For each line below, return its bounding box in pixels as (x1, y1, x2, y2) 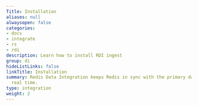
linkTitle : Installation (6, 69, 67, 75)
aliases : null (6, 14, 41, 20)
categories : (6, 25, 35, 31)
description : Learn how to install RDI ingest (6, 52, 123, 58)
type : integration (6, 85, 51, 91)
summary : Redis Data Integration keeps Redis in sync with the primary (6, 74, 186, 80)
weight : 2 (6, 91, 31, 97)
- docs (6, 31, 22, 37)
